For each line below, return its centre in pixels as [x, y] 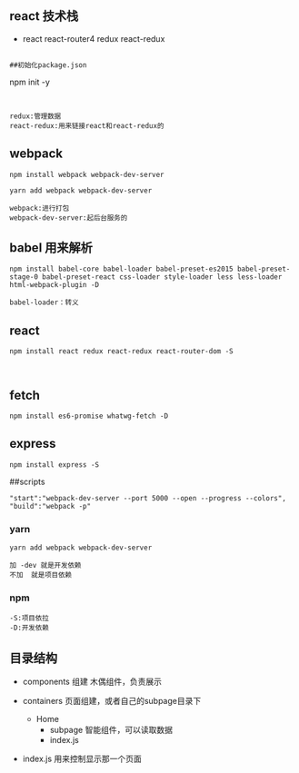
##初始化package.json [48, 65]
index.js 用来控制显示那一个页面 [82, 759]
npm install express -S [55, 465]
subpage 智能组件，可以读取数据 [111, 730]
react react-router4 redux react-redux [94, 38]
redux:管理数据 [35, 116]
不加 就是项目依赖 [41, 575]
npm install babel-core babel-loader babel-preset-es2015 [121, 269]
